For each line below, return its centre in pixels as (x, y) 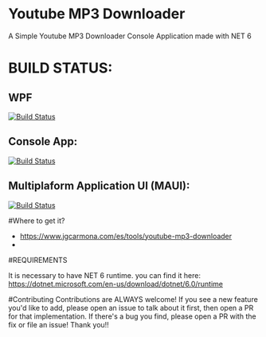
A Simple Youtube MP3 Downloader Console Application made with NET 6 (130, 36)
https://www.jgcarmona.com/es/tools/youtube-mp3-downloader (126, 236)
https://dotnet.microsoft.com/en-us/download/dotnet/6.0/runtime (116, 284)
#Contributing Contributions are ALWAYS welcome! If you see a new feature (133, 299)
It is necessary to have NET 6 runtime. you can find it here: (105, 275)
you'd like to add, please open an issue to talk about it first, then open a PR (131, 308)
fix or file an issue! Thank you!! (59, 324)
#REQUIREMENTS (38, 260)
